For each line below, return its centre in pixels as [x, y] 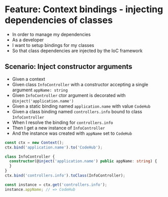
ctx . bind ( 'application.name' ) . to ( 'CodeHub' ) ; [54, 147]
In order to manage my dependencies [51, 34]
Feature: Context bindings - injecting [84, 9]
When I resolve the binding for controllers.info [62, 122]
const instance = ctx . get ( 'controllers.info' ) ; [56, 185]
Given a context [28, 79]
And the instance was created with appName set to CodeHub [72, 133]
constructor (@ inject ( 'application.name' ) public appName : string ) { [83, 161]
